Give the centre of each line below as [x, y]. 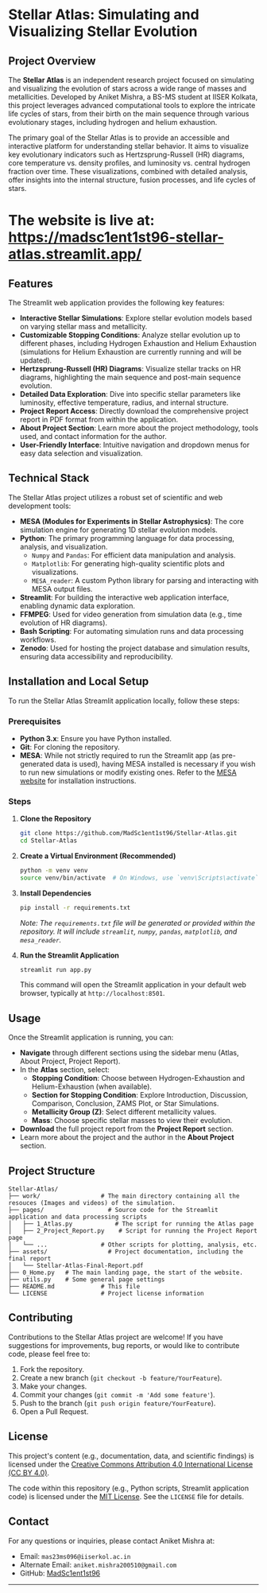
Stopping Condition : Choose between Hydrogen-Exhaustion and [138, 1078]
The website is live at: [81, 221]
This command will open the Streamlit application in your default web [133, 985]
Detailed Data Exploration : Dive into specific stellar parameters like [130, 394]
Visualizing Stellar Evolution [103, 31]
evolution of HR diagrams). [64, 623]
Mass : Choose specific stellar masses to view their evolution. [132, 1121]
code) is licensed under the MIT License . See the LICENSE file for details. [126, 1496]
